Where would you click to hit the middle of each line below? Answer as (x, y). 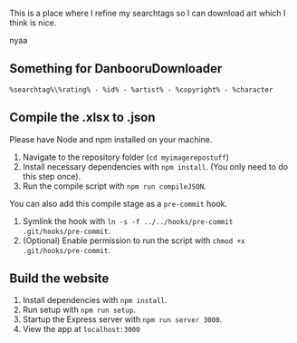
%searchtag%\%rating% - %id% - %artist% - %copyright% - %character (141, 90)
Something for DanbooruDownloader (116, 69)
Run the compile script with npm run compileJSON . (114, 186)
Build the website (59, 279)
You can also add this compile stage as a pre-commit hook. (119, 203)
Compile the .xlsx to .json (82, 118)
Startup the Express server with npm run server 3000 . (122, 319)
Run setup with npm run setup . (79, 310)
